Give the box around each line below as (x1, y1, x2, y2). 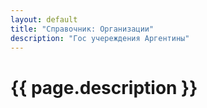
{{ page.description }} (10, 76, 198, 99)
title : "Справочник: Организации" (10, 24, 155, 34)
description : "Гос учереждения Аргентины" (10, 33, 190, 43)
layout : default (10, 14, 78, 25)
